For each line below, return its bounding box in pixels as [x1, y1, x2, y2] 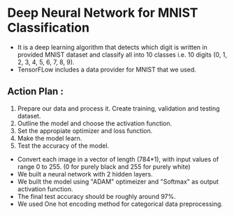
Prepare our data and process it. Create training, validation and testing [17, 104, 220, 113]
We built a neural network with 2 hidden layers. [17, 169, 154, 178]
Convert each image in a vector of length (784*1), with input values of [17, 155, 219, 163]
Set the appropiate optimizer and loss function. [17, 126, 153, 134]
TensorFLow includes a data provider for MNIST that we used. [17, 65, 197, 74]
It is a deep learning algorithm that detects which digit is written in [17, 43, 207, 51]
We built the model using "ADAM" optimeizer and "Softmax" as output [17, 177, 219, 186]
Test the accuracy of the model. [17, 141, 110, 150]
